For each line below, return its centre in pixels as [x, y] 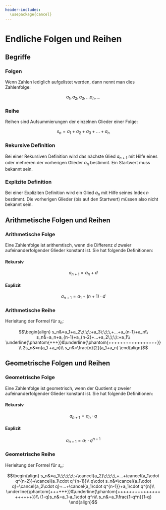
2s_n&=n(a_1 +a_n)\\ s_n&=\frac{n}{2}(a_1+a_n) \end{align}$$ [85, 348]
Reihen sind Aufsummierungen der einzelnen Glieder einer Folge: [72, 122]
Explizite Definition [28, 182]
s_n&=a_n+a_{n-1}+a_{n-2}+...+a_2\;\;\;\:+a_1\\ [83, 337]
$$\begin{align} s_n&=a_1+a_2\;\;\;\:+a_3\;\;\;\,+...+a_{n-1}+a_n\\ [83, 332]
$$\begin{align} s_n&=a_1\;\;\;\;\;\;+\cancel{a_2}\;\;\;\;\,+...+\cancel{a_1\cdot [83, 476]
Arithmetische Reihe [30, 310]
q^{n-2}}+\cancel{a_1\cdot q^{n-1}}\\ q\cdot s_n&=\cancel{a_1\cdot [83, 481]
